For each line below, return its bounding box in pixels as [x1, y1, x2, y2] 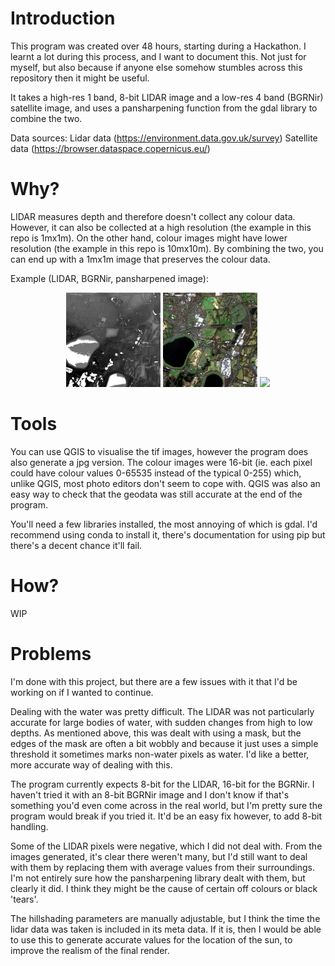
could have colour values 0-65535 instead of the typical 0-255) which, [10, 467, 302, 479]
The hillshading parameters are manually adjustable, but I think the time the [10, 912, 321, 924]
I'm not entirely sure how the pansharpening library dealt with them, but [10, 872, 306, 884]
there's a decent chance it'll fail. [10, 540, 143, 551]
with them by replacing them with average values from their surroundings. [10, 861, 315, 873]
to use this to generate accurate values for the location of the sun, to [10, 933, 293, 946]
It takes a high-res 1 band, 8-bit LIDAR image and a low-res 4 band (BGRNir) [10, 91, 324, 103]
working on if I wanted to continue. [10, 686, 154, 698]
